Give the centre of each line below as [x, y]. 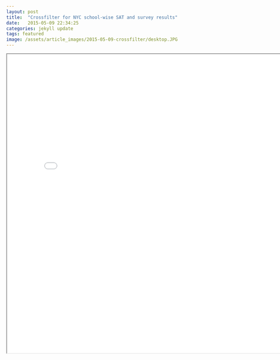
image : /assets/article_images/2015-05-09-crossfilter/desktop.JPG [92, 39]
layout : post [22, 12]
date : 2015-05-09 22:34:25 [42, 23]
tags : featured [25, 34]
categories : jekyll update [40, 28]
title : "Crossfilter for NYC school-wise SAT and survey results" [92, 17]
